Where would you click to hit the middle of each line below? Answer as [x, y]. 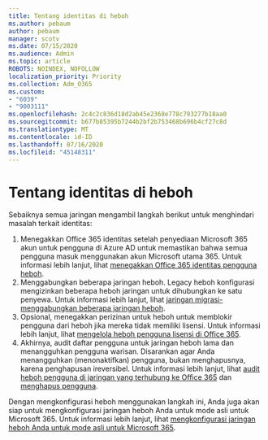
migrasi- [209, 300]
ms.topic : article [39, 62]
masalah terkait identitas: [50, 224]
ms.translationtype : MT [49, 129]
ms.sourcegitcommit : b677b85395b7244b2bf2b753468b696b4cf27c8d [118, 122]
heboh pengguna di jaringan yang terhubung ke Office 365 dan [126, 377]
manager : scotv [34, 39]
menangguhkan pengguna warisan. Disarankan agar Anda [117, 351]
